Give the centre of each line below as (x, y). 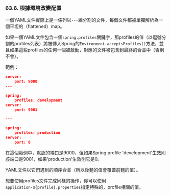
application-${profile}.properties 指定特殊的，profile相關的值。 (75, 187)
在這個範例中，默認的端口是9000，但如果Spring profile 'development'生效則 (86, 152)
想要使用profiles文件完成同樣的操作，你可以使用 (56, 180)
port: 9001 (26, 110)
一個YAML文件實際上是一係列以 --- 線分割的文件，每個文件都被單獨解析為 (82, 20)
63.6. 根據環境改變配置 (33, 8)
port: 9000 (26, 82)
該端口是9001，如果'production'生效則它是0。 (54, 159)
